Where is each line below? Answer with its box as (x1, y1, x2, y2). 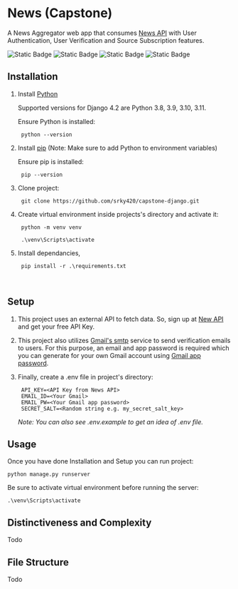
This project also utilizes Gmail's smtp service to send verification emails (17, 336, 231, 344)
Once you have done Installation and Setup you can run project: (7, 457, 194, 466)
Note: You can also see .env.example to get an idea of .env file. (17, 417, 204, 426)
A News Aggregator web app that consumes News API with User (7, 29, 197, 37)
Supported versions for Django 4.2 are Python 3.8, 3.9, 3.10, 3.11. (17, 103, 207, 112)
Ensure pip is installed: (17, 157, 84, 165)
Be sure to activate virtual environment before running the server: (7, 483, 199, 492)
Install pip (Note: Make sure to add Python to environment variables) (17, 143, 218, 152)
